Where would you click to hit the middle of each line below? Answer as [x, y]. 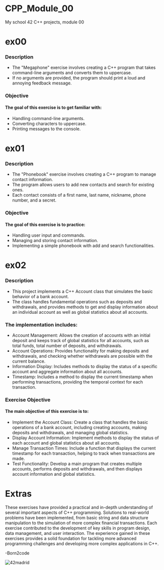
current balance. [29, 361]
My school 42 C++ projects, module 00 [45, 22]
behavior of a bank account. [41, 296]
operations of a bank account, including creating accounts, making [79, 427]
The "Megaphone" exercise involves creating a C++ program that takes [84, 68]
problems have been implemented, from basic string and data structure [77, 518]
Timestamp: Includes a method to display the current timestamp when [82, 377]
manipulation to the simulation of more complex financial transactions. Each [81, 523]
